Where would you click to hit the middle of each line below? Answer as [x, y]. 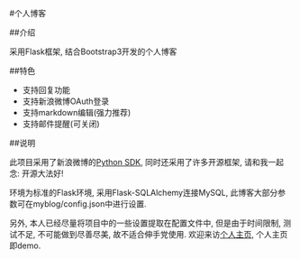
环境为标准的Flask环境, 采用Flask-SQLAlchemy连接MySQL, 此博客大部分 [144, 193]
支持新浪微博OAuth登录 [66, 101]
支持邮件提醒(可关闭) [61, 124]
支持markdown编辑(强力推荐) [77, 112]
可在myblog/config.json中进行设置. [82, 204]
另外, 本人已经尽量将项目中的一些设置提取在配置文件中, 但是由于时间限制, [145, 223]
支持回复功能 [46, 90]
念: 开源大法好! [36, 173]
